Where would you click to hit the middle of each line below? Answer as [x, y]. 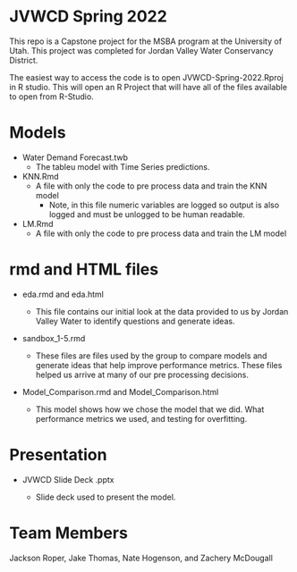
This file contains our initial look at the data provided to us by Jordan [162, 311]
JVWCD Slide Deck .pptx [68, 479]
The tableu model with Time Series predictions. [123, 166]
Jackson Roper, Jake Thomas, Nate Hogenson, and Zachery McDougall [141, 558]
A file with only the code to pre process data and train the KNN [151, 186]
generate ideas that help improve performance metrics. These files [159, 365]
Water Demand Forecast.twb [75, 157]
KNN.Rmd [41, 176]
